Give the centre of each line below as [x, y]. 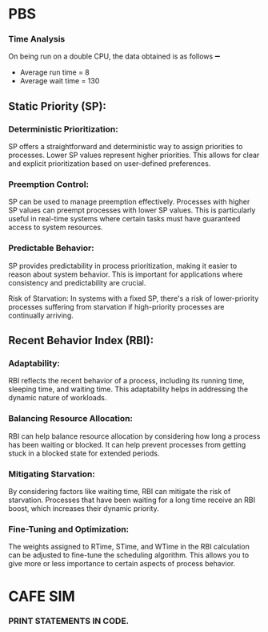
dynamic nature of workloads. [58, 398]
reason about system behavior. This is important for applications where [126, 274]
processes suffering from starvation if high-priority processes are [116, 306]
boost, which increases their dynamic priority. [84, 508]
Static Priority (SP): [57, 106]
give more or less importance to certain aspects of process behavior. [122, 564]
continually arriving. [41, 315]
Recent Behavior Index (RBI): [81, 340]
